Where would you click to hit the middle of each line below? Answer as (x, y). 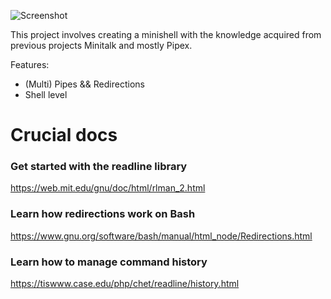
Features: (30, 64)
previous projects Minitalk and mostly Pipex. (101, 45)
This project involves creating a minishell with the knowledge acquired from (166, 34)
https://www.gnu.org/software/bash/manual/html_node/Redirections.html (161, 236)
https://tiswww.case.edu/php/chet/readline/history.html (125, 284)
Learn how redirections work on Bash (103, 214)
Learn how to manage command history (109, 262)
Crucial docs (64, 135)
